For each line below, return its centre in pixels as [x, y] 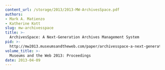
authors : [14, 14]
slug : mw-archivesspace [29, 28]
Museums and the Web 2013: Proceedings [50, 55]
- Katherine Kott [23, 23]
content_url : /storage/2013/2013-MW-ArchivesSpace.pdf [62, 10]
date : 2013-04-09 [23, 60]
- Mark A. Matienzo [25, 19]
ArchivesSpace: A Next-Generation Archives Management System [74, 37]
